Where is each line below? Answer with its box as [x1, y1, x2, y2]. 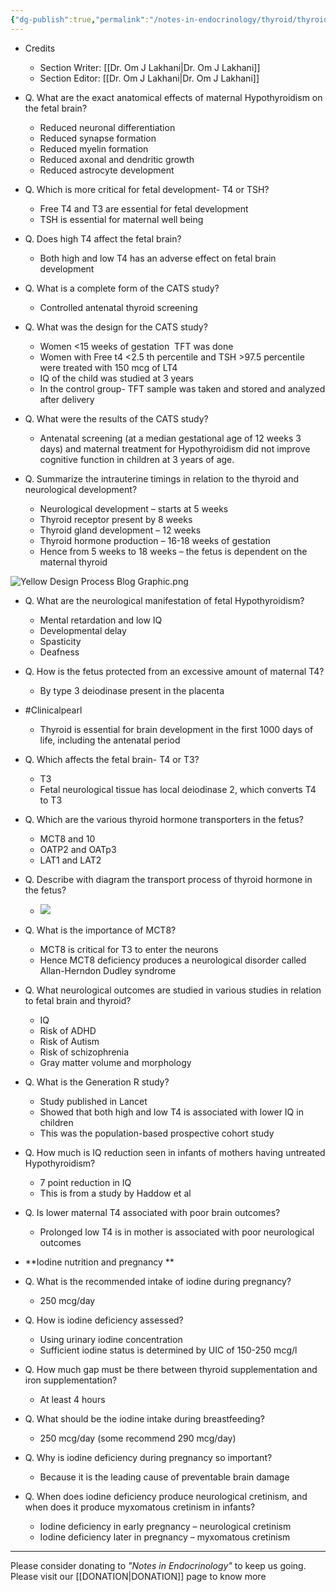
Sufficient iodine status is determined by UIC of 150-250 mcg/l [39, 1344, 298, 1356]
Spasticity [39, 635, 82, 647]
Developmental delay [39, 624, 127, 636]
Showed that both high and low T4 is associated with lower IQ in [39, 1106, 304, 1118]
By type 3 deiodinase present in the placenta [39, 684, 225, 696]
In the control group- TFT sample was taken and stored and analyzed [39, 382, 326, 395]
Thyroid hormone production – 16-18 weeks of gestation [39, 534, 271, 546]
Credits [24, 42, 56, 54]
